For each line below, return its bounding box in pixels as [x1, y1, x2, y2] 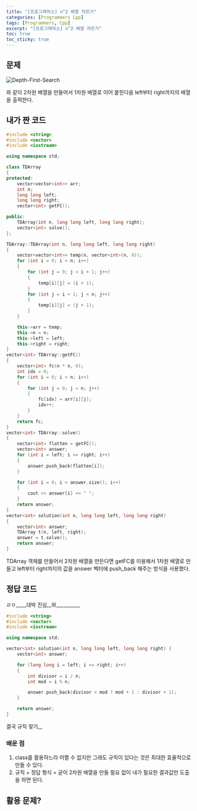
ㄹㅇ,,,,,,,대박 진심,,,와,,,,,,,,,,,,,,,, [6, 601, 80, 608]
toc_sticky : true [6, 36, 49, 42]
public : [6, 214, 26, 220]
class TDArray [6, 164, 42, 170]
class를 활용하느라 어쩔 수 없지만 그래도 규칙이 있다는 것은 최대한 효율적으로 [14, 754, 192, 761]
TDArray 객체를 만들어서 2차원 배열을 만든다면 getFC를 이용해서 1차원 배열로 [6, 557, 185, 564]
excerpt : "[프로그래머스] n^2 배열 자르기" [6, 25, 102, 32]
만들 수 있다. [14, 761, 44, 769]
